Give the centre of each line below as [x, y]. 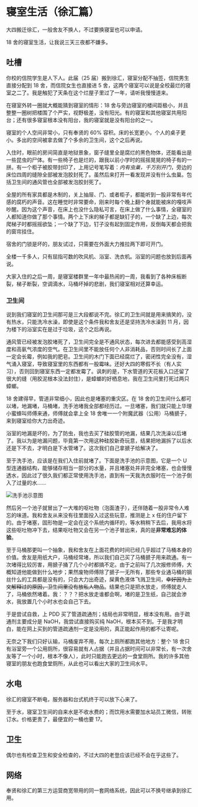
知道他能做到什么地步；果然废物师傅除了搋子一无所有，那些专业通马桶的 [99, 572]
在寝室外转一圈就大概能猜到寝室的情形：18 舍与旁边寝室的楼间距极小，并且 [97, 105]
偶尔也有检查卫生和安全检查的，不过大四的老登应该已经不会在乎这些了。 [94, 755]
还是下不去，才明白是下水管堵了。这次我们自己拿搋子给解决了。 [83, 448]
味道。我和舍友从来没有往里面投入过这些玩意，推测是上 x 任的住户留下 [102, 515]
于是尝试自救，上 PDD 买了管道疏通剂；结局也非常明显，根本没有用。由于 [96, 614]
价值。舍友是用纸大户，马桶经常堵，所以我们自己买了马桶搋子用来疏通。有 [96, 557]
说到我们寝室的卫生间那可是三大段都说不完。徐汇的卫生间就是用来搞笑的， [96, 315]
